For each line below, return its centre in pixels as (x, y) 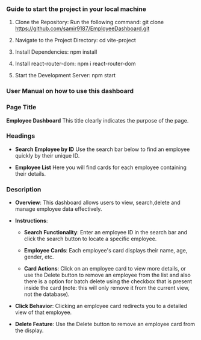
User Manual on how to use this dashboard (70, 91)
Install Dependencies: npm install (56, 52)
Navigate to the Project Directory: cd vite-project (76, 40)
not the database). (47, 294)
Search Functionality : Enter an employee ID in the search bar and (106, 233)
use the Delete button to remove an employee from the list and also (107, 275)
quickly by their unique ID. (47, 155)
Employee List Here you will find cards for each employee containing (100, 167)
